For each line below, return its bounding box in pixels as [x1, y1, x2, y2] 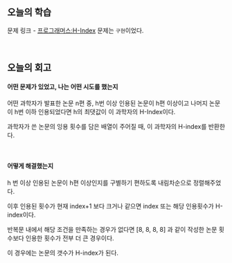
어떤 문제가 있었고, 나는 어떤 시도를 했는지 [7, 82, 118, 91]
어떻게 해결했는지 [7, 162, 54, 170]
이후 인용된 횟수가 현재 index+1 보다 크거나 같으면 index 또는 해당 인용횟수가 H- [7, 201, 223, 210]
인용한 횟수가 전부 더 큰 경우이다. [25, 234, 114, 242]
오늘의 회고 [7, 62, 52, 74]
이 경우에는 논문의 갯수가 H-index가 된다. [7, 248, 119, 257]
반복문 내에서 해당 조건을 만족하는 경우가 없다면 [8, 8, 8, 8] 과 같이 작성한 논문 [7, 225, 217, 233]
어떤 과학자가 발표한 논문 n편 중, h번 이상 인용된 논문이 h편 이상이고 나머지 [7, 99, 208, 107]
